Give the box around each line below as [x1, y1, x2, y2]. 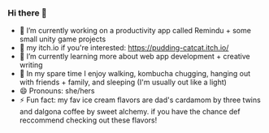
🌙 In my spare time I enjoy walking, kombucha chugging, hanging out [19, 69, 251, 79]
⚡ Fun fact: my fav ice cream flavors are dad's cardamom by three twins [19, 95, 261, 105]
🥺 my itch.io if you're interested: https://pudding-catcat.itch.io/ [19, 43, 229, 53]
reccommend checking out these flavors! [19, 115, 158, 125]
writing [19, 60, 43, 70]
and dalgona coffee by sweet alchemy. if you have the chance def [19, 107, 241, 117]
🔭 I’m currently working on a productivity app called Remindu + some [19, 26, 251, 36]
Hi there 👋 [7, 7, 48, 19]
